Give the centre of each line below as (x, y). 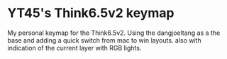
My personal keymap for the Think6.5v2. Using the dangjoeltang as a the (114, 33)
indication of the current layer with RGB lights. (74, 48)
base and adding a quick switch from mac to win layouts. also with (104, 40)
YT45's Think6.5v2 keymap (91, 13)
